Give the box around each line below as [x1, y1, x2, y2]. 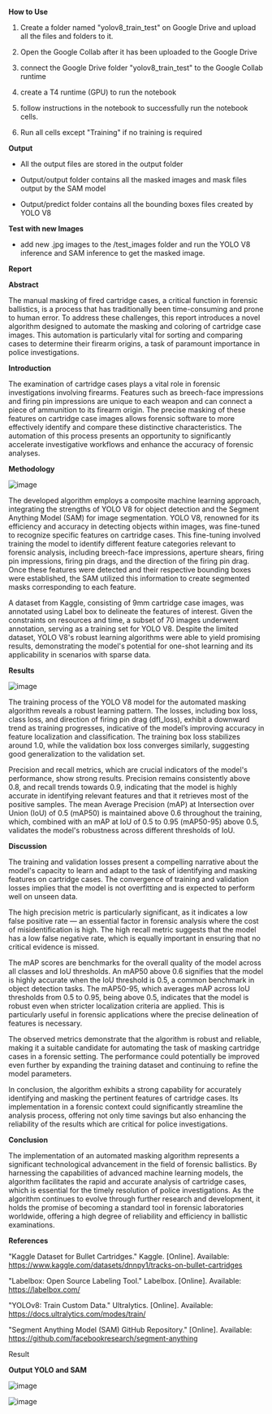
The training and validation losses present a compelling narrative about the [8, 857, 259, 867]
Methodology [8, 464, 55, 473]
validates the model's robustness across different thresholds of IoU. [8, 826, 235, 835]
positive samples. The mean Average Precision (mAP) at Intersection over [8, 800, 255, 809]
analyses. [8, 448, 41, 458]
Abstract [8, 280, 39, 289]
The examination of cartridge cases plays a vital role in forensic [8, 379, 221, 389]
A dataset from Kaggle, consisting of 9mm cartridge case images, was [8, 598, 244, 608]
